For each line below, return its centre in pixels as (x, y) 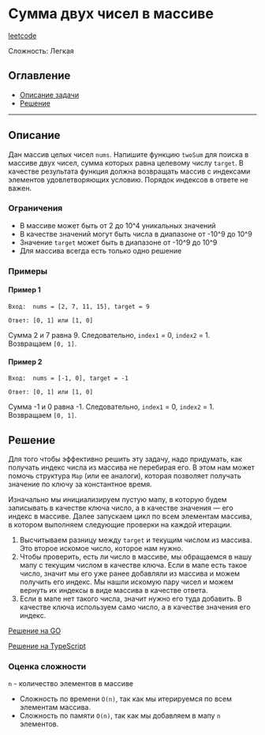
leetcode (22, 36)
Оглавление (39, 76)
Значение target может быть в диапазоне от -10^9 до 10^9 (118, 242)
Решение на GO (35, 631)
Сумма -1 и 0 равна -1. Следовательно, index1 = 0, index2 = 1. (111, 407)
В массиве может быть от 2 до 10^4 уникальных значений (118, 225)
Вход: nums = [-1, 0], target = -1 (68, 379)
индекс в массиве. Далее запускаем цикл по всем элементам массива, (130, 516)
